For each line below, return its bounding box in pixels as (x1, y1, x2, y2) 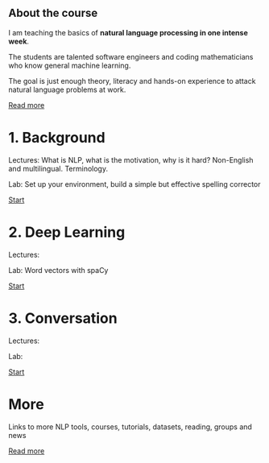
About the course (8, 6, 98, 20)
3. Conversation (8, 309, 118, 327)
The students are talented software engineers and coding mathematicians (8, 52, 254, 61)
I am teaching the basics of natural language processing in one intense (8, 27, 248, 37)
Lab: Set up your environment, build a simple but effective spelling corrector (8, 179, 261, 188)
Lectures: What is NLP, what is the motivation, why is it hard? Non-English (8, 155, 254, 164)
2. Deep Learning (8, 223, 126, 241)
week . (8, 36, 30, 46)
